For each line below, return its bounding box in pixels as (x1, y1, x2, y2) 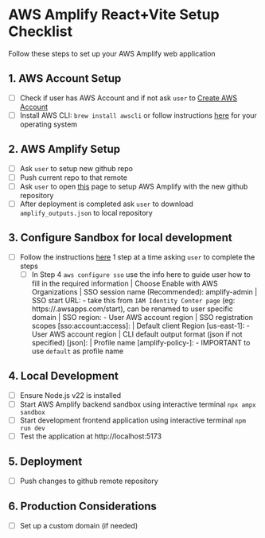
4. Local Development (8, 369, 119, 383)
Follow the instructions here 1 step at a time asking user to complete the (19, 252, 255, 262)
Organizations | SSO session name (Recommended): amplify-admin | (31, 287, 258, 296)
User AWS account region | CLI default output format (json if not (31, 329, 243, 339)
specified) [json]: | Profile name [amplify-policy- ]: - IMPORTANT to (31, 337, 251, 347)
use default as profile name (31, 346, 124, 356)
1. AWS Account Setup (8, 72, 122, 85)
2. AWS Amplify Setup (8, 142, 121, 156)
